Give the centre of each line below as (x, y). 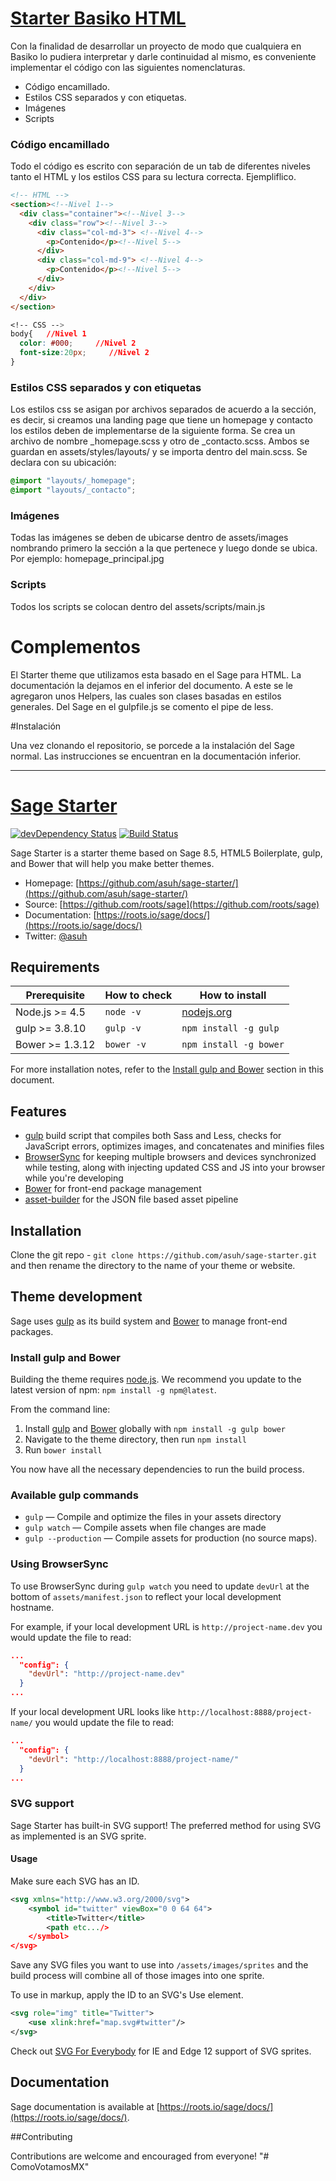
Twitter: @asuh (56, 936)
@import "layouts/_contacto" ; (73, 490)
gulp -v (123, 1028)
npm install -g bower (233, 1045)
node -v (123, 1012)
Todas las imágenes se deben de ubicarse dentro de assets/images (149, 538)
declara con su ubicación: (63, 463)
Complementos (75, 646)
